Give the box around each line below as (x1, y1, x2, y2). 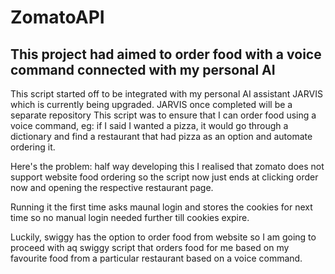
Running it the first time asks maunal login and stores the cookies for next (10, 201, 313, 213)
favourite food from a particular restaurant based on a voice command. (10, 252, 303, 264)
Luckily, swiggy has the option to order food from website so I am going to (10, 231, 317, 243)
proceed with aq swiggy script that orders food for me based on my (10, 242, 290, 253)
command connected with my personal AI (10, 61, 276, 78)
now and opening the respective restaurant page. (10, 182, 214, 193)
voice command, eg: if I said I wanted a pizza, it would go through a (10, 120, 289, 131)
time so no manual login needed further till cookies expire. (10, 212, 250, 223)
